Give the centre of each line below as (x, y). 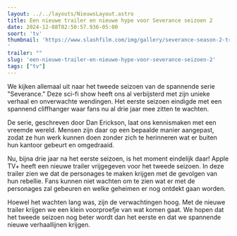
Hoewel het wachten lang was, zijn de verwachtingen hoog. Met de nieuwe (116, 202)
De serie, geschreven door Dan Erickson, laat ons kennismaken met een (112, 122)
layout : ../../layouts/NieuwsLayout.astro (71, 14)
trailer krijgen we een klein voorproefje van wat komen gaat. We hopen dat (116, 209)
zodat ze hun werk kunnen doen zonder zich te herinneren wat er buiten (112, 137)
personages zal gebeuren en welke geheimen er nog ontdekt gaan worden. (116, 188)
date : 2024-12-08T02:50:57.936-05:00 (63, 27)
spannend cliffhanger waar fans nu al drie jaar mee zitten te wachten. (108, 108)
